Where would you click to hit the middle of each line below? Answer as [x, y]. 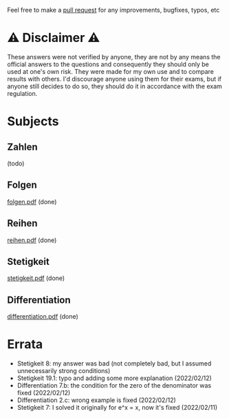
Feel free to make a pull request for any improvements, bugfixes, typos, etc [113, 10]
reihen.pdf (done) [32, 240]
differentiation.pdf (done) [43, 317]
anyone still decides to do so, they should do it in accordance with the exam [115, 86]
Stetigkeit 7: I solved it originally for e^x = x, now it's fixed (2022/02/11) [117, 408]
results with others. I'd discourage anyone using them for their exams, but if [115, 79]
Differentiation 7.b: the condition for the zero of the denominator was [114, 386]
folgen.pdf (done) [32, 201]
